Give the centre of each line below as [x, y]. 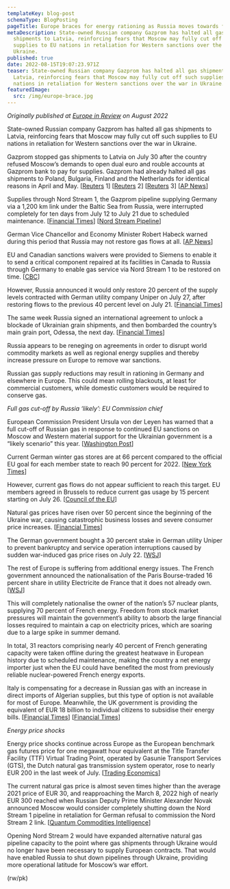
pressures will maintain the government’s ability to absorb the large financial [114, 618]
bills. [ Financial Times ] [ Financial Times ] [64, 717]
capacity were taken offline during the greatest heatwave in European [105, 653]
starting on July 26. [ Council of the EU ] [62, 499]
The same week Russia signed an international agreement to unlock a [105, 318]
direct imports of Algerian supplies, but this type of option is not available [111, 695]
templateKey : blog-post [41, 13]
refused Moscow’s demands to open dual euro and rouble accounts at [106, 164]
